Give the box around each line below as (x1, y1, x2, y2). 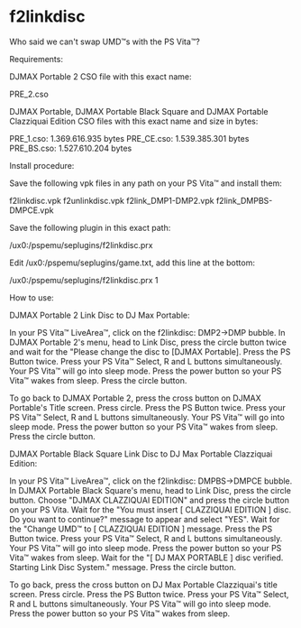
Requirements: (9, 53, 63, 64)
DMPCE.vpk (9, 205, 54, 216)
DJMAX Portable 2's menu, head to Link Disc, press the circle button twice (9, 337, 287, 347)
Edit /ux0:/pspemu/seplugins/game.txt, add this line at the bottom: (9, 257, 255, 268)
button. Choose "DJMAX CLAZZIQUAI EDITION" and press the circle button (9, 494, 290, 505)
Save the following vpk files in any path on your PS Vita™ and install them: (9, 178, 282, 189)
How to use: (9, 291, 54, 303)
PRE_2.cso (9, 88, 50, 99)
